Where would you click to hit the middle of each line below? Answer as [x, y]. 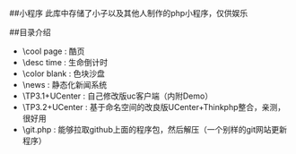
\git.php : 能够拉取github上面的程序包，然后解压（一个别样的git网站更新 [155, 129]
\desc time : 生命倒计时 [65, 62]
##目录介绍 [30, 32]
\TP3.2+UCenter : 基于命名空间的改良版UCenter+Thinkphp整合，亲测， [154, 107]
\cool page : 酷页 [53, 51]
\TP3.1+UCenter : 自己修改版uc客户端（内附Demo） [118, 96]
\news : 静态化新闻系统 [65, 85]
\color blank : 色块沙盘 [63, 73]
